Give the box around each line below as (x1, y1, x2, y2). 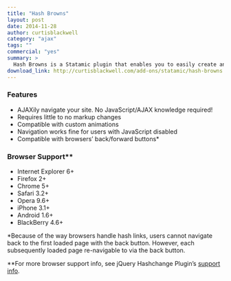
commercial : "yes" (7, 49, 60, 56)
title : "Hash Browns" (7, 10, 69, 17)
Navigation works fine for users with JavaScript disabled (16, 127, 177, 136)
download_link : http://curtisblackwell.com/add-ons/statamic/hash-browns (7, 67, 223, 74)
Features (7, 90, 38, 99)
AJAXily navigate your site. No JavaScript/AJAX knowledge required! (16, 106, 213, 114)
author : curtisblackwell (7, 29, 78, 36)
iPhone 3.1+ (16, 204, 50, 212)
